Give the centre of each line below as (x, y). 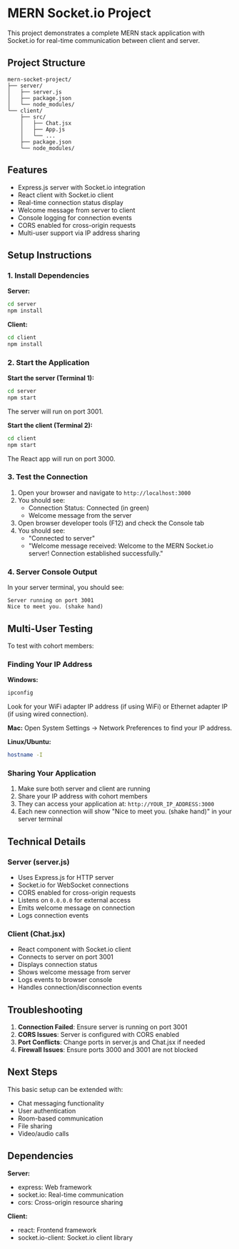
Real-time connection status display (70, 202)
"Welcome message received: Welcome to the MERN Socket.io (121, 546)
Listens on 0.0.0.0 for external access (74, 900)
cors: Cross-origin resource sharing (70, 1202)
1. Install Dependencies (49, 275)
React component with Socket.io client (74, 949)
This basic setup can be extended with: (65, 1089)
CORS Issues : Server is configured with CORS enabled (98, 1035)
